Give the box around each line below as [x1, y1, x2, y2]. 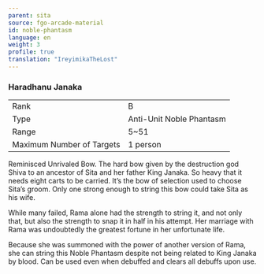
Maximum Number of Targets [12, 139, 121, 150]
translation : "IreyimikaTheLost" [8, 56, 118, 64]
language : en [8, 33, 51, 42]
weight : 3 [8, 41, 41, 49]
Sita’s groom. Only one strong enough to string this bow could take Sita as [8, 184, 248, 194]
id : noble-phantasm [8, 26, 73, 34]
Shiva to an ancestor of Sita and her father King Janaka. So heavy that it [8, 168, 243, 177]
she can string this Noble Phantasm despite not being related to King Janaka [8, 249, 257, 258]
